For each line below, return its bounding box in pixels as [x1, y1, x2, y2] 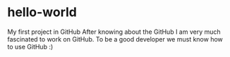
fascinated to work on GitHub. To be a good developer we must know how [7, 34, 224, 43]
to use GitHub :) [7, 42, 54, 51]
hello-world [7, 4, 78, 20]
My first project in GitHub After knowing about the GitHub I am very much [7, 27, 221, 36]
